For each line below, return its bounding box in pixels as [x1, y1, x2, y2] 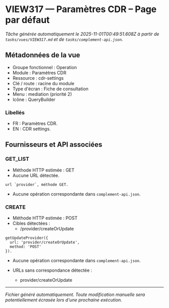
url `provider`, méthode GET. [5, 182, 69, 187]
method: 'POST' [10, 244, 42, 250]
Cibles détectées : [12, 220, 50, 226]
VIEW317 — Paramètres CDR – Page [5, 4, 157, 15]
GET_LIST [5, 155, 29, 162]
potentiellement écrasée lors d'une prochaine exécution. [5, 297, 122, 303]
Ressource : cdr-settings [12, 75, 64, 81]
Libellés [5, 109, 25, 116]
